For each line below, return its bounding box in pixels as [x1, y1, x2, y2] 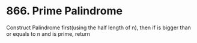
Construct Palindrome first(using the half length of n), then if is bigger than [6, 24, 191, 31]
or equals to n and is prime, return [6, 30, 91, 37]
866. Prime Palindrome [6, 4, 123, 18]
